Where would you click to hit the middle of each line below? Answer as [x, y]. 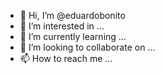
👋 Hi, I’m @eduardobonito [72, 15]
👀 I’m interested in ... [62, 26]
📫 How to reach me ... [66, 58]
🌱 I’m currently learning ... [73, 36]
